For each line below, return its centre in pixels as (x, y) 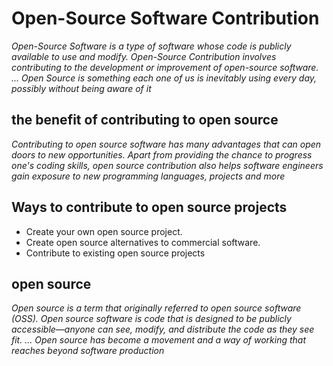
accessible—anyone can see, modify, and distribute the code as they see (163, 329)
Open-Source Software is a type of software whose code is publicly (151, 46)
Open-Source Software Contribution (165, 18)
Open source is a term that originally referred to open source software (156, 308)
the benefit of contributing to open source (145, 120)
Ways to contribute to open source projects (149, 207)
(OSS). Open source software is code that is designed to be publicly (151, 319)
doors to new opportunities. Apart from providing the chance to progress (162, 154)
